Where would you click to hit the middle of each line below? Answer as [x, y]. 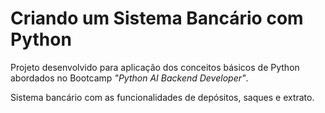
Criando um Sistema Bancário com [157, 18]
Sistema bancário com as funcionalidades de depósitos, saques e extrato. [162, 97]
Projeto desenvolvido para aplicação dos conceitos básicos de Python [155, 67]
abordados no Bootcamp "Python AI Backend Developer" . [129, 78]
